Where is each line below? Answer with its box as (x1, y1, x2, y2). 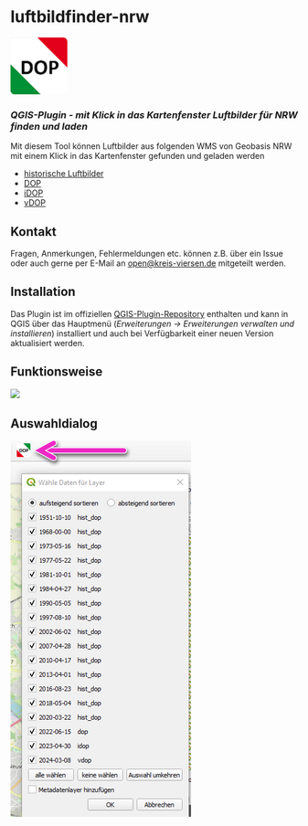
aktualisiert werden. (10, 337, 85, 348)
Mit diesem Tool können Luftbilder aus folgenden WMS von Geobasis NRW (10, 141, 292, 152)
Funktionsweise (10, 364, 103, 380)
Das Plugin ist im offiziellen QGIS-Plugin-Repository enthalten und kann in (10, 308, 289, 319)
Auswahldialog (10, 416, 99, 431)
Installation (10, 284, 76, 300)
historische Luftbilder (23, 168, 104, 179)
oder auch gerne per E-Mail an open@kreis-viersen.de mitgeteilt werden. (10, 258, 287, 269)
